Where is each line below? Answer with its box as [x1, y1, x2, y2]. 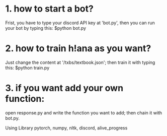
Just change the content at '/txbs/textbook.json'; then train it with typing [5, 59, 155, 65]
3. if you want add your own [5, 83, 124, 94]
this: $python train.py [5, 64, 49, 71]
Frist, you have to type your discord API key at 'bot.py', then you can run [5, 20, 155, 26]
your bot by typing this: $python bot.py [5, 25, 87, 31]
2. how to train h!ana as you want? [5, 43, 151, 54]
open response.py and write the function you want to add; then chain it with [5, 109, 162, 116]
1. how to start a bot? [5, 3, 94, 15]
